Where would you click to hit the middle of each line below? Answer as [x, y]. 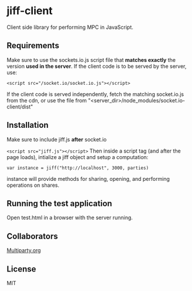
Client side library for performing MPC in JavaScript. [70, 27]
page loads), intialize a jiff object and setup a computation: [78, 157]
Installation [28, 125]
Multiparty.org [24, 250]
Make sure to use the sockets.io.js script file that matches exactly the [91, 59]
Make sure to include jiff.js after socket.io [57, 139]
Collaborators [32, 236]
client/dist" [20, 107]
